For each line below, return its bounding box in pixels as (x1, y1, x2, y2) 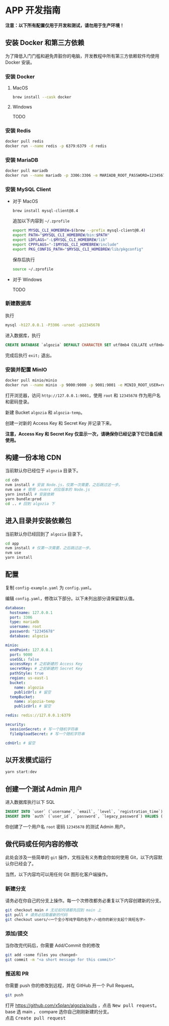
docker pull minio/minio (5, 377, 57, 383)
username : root (10, 624, 42, 629)
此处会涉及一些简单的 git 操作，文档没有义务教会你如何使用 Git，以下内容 (5, 854, 158, 860)
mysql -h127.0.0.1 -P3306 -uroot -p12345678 (5, 322, 100, 327)
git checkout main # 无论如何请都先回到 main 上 (5, 907, 102, 912)
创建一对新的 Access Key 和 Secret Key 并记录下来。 (5, 420, 115, 426)
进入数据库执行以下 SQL (5, 799, 55, 805)
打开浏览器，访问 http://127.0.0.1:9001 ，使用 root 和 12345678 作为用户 (5, 392, 156, 398)
